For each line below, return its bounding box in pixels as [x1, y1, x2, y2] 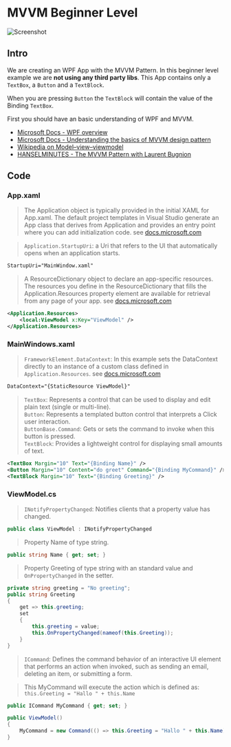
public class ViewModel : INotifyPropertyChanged [7, 526, 153, 532]
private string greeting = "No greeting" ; [7, 584, 131, 591]
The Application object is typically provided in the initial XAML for [23, 206, 210, 215]
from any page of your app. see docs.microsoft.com [23, 297, 172, 305]
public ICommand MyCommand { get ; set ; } [7, 702, 128, 709]
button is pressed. [23, 432, 76, 441]
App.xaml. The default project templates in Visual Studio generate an [23, 214, 219, 222]
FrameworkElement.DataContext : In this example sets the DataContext [23, 355, 218, 363]
